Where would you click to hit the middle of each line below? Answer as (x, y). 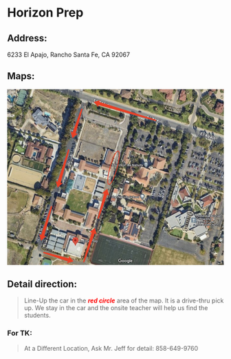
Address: (27, 38)
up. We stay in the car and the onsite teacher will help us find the (116, 308)
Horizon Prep (45, 13)
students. (37, 316)
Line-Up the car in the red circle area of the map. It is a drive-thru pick (124, 300)
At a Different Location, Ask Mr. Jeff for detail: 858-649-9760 (111, 348)
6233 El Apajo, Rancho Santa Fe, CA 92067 (69, 54)
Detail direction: (42, 284)
